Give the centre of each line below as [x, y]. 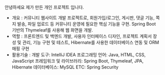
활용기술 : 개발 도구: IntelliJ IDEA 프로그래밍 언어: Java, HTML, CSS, [79, 55]
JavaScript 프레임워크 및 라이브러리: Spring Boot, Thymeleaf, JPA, [78, 61]
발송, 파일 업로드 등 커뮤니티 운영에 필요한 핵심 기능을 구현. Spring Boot [86, 24]
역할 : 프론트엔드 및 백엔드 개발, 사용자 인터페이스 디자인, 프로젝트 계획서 [82, 36]
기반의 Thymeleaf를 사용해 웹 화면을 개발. [53, 30]
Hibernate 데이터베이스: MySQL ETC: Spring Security [65, 67]
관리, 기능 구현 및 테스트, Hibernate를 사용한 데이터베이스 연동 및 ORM [91, 42]
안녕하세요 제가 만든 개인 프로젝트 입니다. [44, 7]
